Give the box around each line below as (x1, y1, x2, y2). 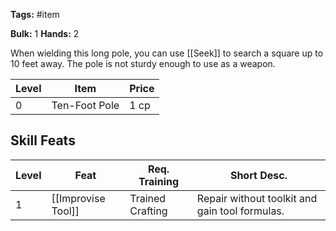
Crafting (129, 204, 168, 218)
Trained (129, 191, 167, 205)
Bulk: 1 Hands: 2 (10, 28, 80, 39)
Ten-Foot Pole (51, 99, 120, 112)
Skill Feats (10, 132, 76, 149)
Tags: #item (10, 9, 60, 20)
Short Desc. (229, 168, 288, 182)
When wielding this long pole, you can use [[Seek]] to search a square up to (10, 47, 324, 59)
